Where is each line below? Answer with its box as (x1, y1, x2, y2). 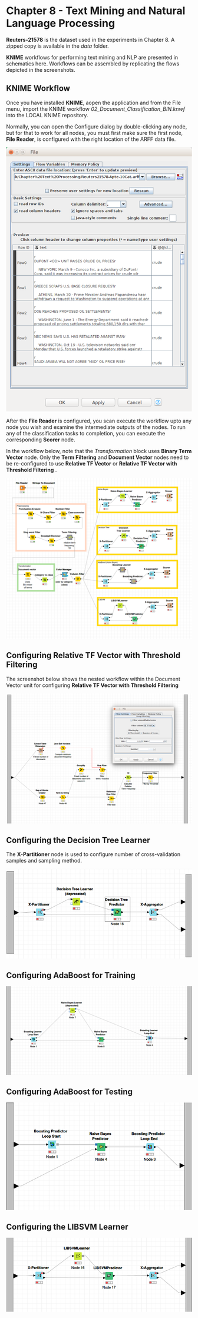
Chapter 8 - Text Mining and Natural (6, 4, 186, 18)
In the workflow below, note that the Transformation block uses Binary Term (6, 447, 192, 454)
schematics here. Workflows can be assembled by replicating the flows (6, 60, 180, 67)
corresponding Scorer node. (6, 436, 75, 443)
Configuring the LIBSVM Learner (6, 1221, 128, 1232)
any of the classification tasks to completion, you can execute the (6, 430, 166, 437)
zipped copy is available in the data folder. (6, 42, 109, 49)
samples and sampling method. (6, 857, 82, 864)
